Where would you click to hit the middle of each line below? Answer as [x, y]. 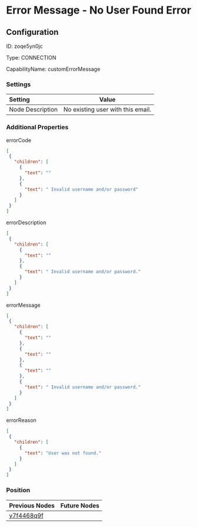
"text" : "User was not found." [63, 453]
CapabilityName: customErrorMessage [53, 69]
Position [18, 490]
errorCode [19, 140]
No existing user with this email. [107, 110]
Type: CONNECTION [31, 58]
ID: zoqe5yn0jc [24, 46]
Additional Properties [37, 127]
